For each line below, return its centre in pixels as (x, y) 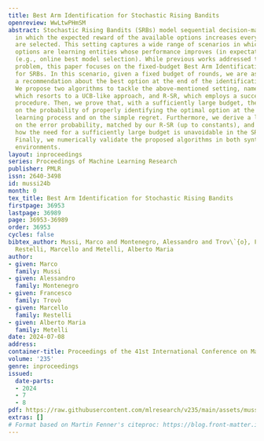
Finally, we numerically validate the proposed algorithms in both (128, 140)
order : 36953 (29, 228)
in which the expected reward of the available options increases (126, 37)
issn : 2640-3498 (35, 176)
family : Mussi (38, 271)
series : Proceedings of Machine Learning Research (93, 162)
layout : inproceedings (45, 154)
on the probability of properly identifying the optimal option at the (135, 111)
